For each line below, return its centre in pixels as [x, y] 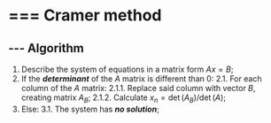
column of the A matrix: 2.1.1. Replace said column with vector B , [138, 88]
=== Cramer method [85, 15]
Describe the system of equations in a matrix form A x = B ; [127, 69]
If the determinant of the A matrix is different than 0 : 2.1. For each [141, 79]
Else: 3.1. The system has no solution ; [90, 109]
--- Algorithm [46, 48]
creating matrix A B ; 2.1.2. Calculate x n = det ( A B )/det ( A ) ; [124, 98]
